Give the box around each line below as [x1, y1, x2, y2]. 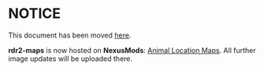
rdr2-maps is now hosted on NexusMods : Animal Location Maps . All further [8, 45, 256, 55]
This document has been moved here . [8, 30, 132, 40]
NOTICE [8, 5, 61, 23]
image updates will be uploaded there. [8, 54, 132, 63]
